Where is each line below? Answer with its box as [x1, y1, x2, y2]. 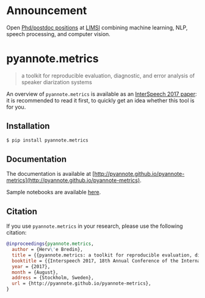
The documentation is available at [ [6, 170, 95, 178]
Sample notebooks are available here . [6, 189, 101, 196]
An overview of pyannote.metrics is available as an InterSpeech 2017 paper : [6, 90, 197, 98]
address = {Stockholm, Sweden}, [12, 275, 95, 281]
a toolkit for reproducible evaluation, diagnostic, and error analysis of [21, 71, 195, 79]
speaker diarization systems [21, 78, 93, 85]
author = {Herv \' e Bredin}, [12, 247, 84, 253]
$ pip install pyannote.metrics [6, 137, 88, 144]
